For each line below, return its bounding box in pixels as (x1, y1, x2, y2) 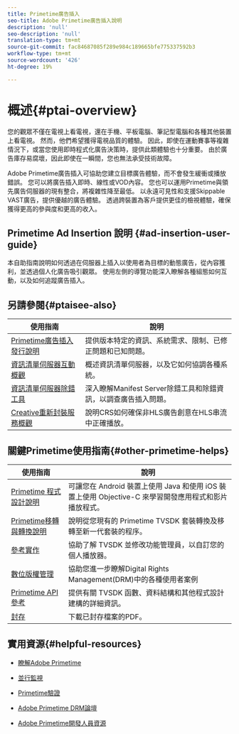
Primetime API (11, 588, 58, 597)
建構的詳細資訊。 (68, 598, 126, 608)
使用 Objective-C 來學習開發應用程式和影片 (82, 492, 228, 502)
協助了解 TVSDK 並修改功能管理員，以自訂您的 (68, 540, 225, 549)
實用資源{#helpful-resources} (7, 638, 142, 650)
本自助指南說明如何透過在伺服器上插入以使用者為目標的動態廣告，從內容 (7, 259, 219, 267)
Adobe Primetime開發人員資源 (17, 718, 107, 727)
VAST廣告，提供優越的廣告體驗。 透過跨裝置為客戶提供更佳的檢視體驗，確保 (7, 195, 231, 204)
